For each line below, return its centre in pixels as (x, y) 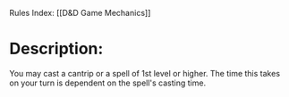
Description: (56, 49)
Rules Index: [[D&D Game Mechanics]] (80, 13)
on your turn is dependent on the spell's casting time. (108, 83)
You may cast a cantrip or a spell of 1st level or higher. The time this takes (144, 73)
